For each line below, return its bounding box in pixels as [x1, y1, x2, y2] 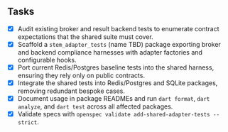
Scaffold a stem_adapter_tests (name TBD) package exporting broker [17, 40, 222, 48]
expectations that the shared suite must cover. [17, 32, 154, 41]
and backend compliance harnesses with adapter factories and [17, 48, 202, 56]
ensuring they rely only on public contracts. [17, 71, 146, 79]
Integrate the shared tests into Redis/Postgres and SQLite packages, [17, 79, 218, 87]
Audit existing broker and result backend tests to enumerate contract [17, 24, 219, 33]
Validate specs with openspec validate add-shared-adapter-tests [17, 110, 211, 119]
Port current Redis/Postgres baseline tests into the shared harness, [17, 63, 215, 72]
